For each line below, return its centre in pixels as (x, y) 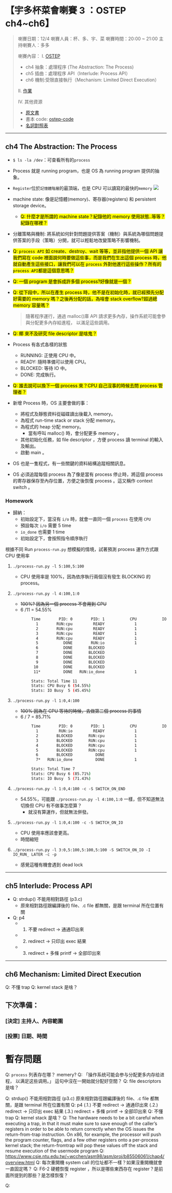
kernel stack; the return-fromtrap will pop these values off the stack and (81, 1145)
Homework (19, 501)
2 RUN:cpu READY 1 (86, 629)
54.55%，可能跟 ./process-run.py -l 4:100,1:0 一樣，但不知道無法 (92, 799)
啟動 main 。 (34, 452)
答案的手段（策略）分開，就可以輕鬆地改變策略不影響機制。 (80, 240)
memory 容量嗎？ (31, 305)
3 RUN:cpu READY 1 (86, 633)
